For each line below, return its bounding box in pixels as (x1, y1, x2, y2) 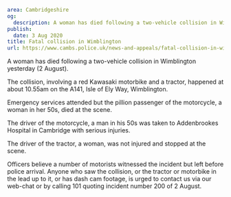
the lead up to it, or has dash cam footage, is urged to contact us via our (7, 175, 212, 183)
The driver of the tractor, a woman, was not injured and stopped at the (7, 139, 206, 148)
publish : (7, 25, 32, 32)
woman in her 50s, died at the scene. (7, 106, 112, 114)
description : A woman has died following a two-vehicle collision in (13, 19, 217, 26)
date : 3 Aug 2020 (13, 32, 63, 39)
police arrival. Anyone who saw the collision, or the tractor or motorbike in (7, 167, 217, 176)
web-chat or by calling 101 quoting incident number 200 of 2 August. (7, 182, 202, 190)
